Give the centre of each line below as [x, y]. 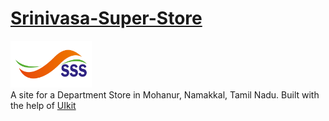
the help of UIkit [43, 105]
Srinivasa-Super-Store [106, 18]
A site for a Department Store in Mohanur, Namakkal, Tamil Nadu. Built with [165, 94]
